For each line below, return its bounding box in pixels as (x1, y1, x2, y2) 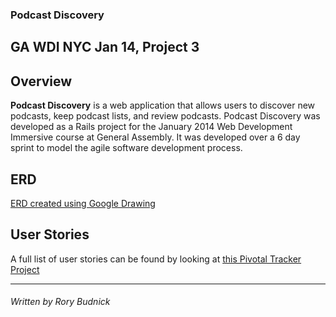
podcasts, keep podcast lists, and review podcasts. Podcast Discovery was (10, 110, 321, 122)
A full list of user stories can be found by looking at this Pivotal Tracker (10, 253, 302, 265)
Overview (10, 73, 73, 90)
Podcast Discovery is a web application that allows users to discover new (10, 99, 316, 112)
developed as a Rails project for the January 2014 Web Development (10, 121, 293, 133)
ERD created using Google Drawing (10, 197, 156, 209)
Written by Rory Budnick (10, 296, 111, 308)
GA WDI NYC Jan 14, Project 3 (10, 39, 200, 56)
